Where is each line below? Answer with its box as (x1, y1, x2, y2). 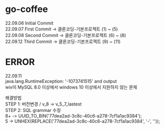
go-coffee (5, 3, 48, 15)
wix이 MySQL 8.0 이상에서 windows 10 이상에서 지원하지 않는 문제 (5, 84, 137, 90)
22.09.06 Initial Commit (5, 20, 54, 26)
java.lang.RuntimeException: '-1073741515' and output (5, 78, 117, 84)
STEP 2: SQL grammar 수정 (5, 107, 61, 113)
